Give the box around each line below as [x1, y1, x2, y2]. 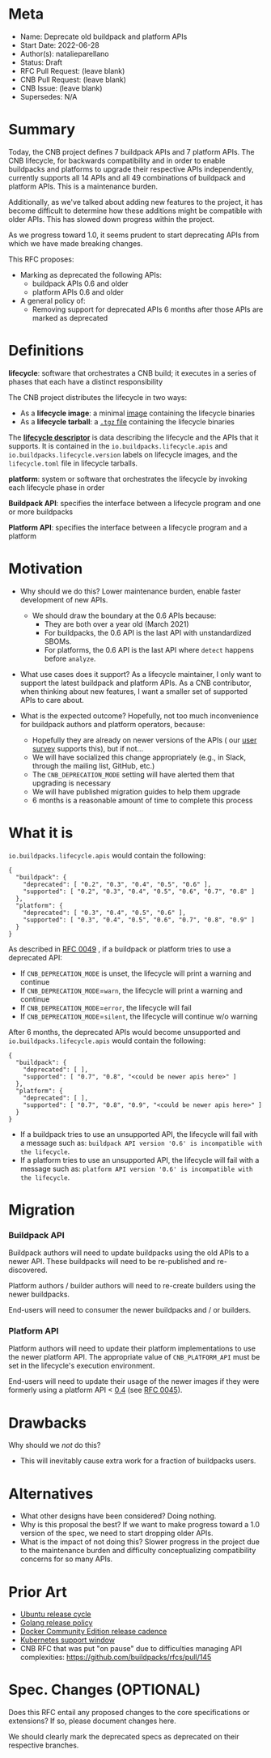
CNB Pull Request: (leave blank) [19, 74, 127, 84]
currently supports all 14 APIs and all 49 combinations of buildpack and [8, 172, 246, 182]
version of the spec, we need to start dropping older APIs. [19, 1528, 214, 1539]
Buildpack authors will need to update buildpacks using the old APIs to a [8, 1248, 249, 1258]
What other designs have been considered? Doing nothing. [19, 1511, 217, 1521]
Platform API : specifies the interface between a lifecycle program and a [8, 522, 248, 532]
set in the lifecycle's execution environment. [8, 1361, 155, 1371]
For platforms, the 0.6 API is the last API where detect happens [44, 645, 255, 654]
